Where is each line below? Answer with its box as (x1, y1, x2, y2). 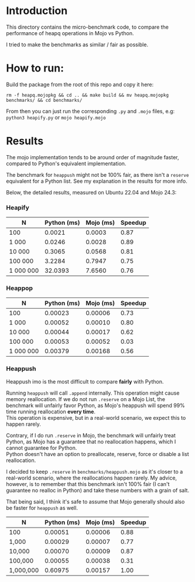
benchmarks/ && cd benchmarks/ (6, 97, 83, 103)
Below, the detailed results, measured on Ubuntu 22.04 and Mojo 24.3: (6, 189, 177, 196)
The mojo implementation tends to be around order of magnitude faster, (6, 153, 179, 160)
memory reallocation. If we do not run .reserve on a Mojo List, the (6, 395, 166, 402)
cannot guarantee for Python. (6, 444, 77, 451)
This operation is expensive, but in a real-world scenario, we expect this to (6, 414, 186, 421)
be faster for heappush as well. (6, 504, 78, 511)
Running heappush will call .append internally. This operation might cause (6, 389, 180, 396)
